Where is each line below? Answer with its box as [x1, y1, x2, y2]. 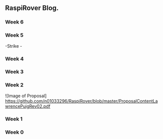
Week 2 [5, 82, 24, 88]
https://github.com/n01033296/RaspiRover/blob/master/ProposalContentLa [5, 98, 158, 104]
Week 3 [5, 68, 24, 75]
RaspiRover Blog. [5, 4, 59, 12]
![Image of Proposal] [5, 93, 47, 99]
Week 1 [5, 115, 23, 122]
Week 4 [5, 55, 24, 62]
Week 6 [5, 19, 24, 26]
